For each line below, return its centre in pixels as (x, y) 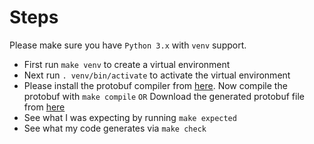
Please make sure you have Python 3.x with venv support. (128, 45)
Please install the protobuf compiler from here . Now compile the (155, 85)
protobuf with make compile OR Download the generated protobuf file (164, 96)
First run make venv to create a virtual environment (127, 64)
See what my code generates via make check (115, 128)
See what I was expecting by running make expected (130, 117)
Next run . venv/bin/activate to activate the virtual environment (157, 75)
